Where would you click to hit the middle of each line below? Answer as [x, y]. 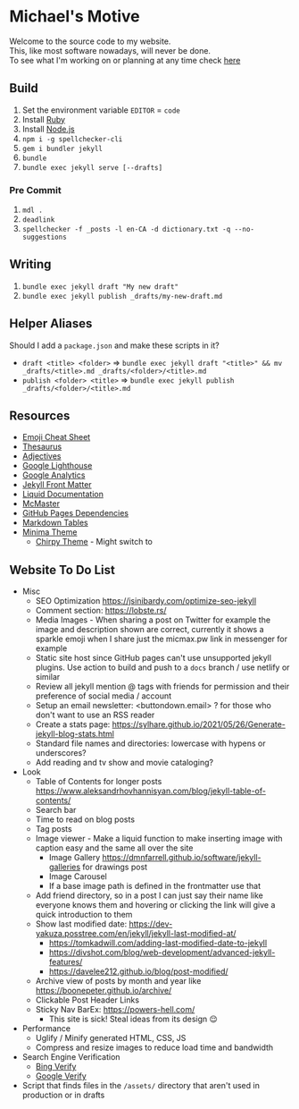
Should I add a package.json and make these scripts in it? [115, 345]
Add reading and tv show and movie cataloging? [125, 763]
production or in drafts [63, 1095]
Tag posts [54, 829]
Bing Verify [56, 1067]
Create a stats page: [73, 724]
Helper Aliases [51, 324]
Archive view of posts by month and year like [118, 981]
